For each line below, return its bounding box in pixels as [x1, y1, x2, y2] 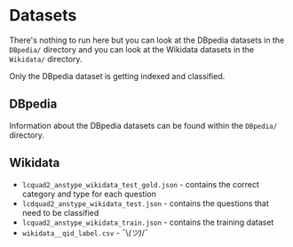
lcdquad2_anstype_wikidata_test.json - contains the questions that [21, 197, 269, 209]
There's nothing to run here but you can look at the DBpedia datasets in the [9, 35, 285, 45]
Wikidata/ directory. [9, 53, 83, 64]
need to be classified [21, 207, 99, 218]
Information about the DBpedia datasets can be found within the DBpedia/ [9, 120, 278, 131]
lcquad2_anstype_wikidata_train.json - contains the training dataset [21, 217, 274, 227]
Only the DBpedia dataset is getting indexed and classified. [9, 70, 226, 81]
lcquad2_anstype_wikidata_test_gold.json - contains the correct [21, 179, 260, 189]
